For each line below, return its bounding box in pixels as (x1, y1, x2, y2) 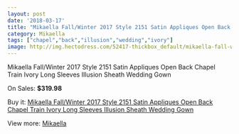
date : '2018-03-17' (7, 17, 65, 24)
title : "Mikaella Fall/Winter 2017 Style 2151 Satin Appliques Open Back (7, 23, 231, 30)
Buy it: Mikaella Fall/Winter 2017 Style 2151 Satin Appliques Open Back (7, 98, 213, 106)
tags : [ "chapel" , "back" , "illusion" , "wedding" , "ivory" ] (7, 37, 174, 44)
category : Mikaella (7, 30, 65, 38)
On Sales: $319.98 (7, 84, 63, 92)
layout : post (7, 10, 46, 18)
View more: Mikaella (7, 119, 67, 128)
